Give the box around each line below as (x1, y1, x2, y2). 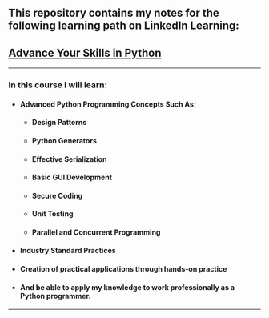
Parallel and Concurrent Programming (31, 227, 161, 237)
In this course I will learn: (8, 79, 108, 91)
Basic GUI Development (31, 172, 113, 183)
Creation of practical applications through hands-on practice (19, 264, 227, 274)
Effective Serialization (31, 154, 107, 163)
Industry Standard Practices (19, 246, 116, 256)
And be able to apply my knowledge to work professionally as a (19, 282, 235, 292)
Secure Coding (31, 191, 83, 200)
